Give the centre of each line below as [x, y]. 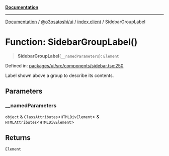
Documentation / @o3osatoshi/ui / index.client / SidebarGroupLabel [75, 22]
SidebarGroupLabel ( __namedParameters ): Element [68, 56]
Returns [18, 138]
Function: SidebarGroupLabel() [71, 42]
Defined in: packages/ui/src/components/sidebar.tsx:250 [64, 65]
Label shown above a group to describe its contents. [60, 75]
